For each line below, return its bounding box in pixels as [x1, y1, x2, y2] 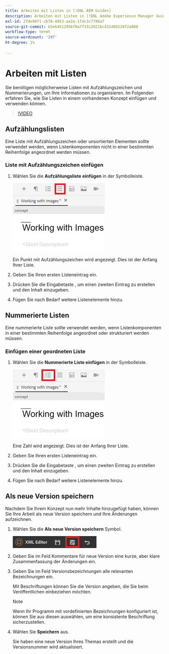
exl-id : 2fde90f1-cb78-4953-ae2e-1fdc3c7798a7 [5, 19, 105, 24]
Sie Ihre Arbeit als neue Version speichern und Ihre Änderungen [5, 511, 137, 517]
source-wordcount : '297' [5, 35, 57, 40]
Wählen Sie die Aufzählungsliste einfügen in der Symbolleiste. [12, 173, 144, 179]
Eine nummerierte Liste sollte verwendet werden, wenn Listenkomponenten [5, 324, 162, 330]
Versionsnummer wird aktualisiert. [12, 643, 83, 650]
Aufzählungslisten [5, 125, 64, 134]
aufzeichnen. [5, 516, 33, 522]
